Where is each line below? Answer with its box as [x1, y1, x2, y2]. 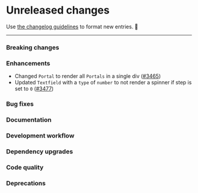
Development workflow [6, 131, 75, 139]
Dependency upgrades [6, 147, 74, 155]
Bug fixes [6, 100, 34, 108]
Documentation [6, 116, 52, 124]
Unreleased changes [6, 4, 110, 17]
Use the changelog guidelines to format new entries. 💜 [6, 23, 138, 30]
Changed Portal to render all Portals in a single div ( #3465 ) [14, 73, 161, 80]
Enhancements [6, 59, 51, 67]
